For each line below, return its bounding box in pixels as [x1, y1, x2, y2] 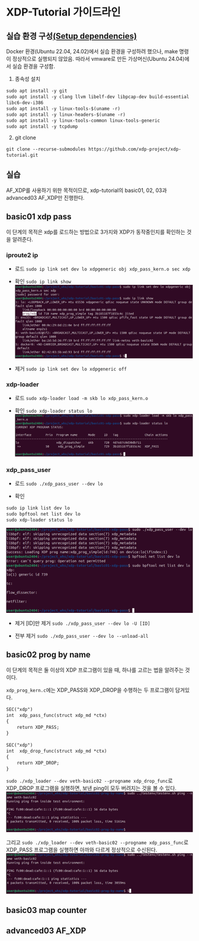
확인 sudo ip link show [14, 278, 72, 285]
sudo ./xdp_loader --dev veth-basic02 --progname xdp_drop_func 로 [6, 777, 173, 784]
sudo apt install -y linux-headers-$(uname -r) [6, 112, 126, 118]
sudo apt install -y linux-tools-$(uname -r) [6, 106, 120, 112]
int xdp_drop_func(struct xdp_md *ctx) [6, 748, 108, 754]
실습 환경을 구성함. [12, 63, 55, 70]
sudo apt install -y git [6, 88, 68, 94]
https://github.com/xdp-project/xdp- [88, 146, 182, 152]
